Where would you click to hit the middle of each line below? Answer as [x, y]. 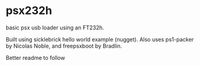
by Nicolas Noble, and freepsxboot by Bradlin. [64, 46]
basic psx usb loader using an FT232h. [55, 28]
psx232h [29, 11]
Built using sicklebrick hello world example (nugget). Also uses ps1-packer [100, 39]
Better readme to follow [36, 57]
